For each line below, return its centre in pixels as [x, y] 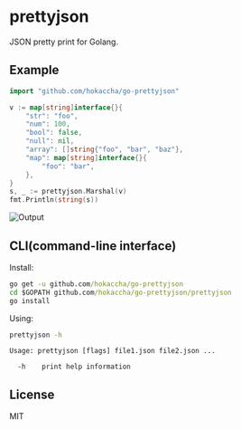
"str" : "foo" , [52, 116]
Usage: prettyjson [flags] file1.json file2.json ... [113, 351]
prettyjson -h [36, 335]
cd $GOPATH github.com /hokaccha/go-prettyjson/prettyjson [120, 292]
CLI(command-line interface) [93, 246]
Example [34, 70]
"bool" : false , [54, 133]
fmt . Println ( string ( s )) [54, 200]
